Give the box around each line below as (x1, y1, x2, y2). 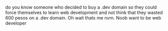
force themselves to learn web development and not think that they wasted (5, 9, 163, 15)
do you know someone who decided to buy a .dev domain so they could (5, 4, 157, 10)
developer (5, 20, 27, 26)
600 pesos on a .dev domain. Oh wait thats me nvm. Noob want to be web (5, 15, 162, 20)
